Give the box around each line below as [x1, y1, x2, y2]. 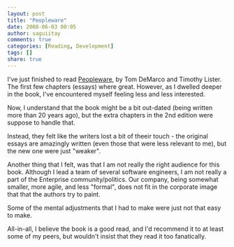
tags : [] [7, 50, 33, 57]
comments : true [7, 36, 52, 43]
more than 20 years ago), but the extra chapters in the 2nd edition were [7, 111, 213, 119]
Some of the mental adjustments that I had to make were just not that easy [7, 204, 221, 212]
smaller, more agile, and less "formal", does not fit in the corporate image [7, 183, 218, 191]
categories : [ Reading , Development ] [7, 43, 114, 50]
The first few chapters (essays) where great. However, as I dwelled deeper [7, 82, 222, 91]
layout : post [7, 10, 45, 17]
